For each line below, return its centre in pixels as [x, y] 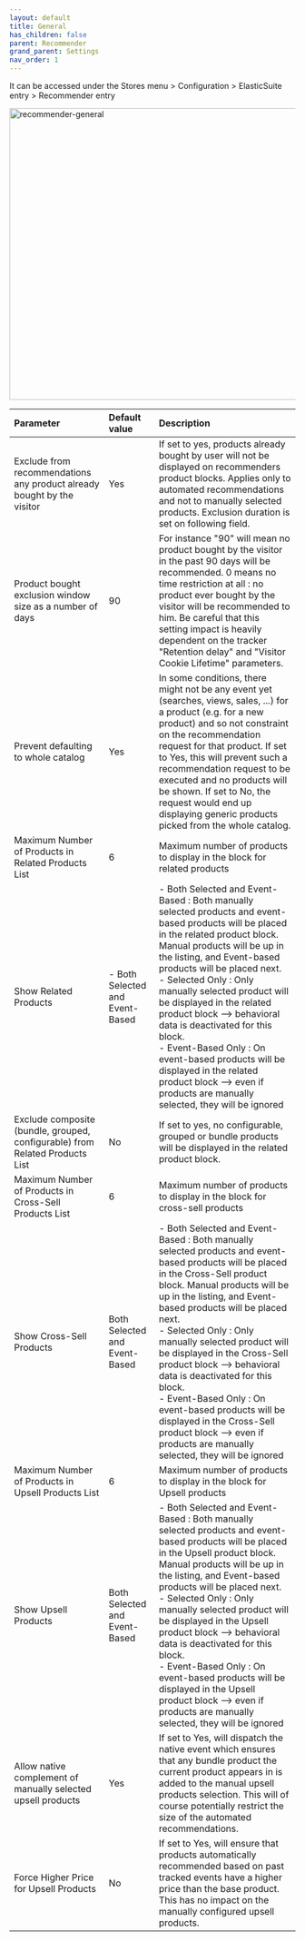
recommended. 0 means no [217, 572]
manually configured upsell [216, 1911]
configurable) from [54, 1142]
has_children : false [49, 34]
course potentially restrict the [221, 1806]
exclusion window [52, 595]
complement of [46, 1778]
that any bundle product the [217, 1760]
